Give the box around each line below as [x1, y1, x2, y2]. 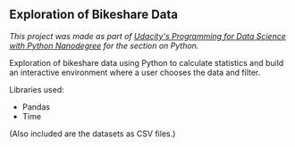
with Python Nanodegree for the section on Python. [9, 40, 199, 51]
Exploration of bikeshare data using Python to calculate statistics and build [9, 57, 284, 68]
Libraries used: [9, 84, 64, 94]
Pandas [21, 102, 51, 112]
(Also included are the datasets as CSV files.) [9, 128, 176, 139]
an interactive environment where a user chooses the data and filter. [9, 67, 261, 78]
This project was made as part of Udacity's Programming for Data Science [9, 30, 286, 41]
